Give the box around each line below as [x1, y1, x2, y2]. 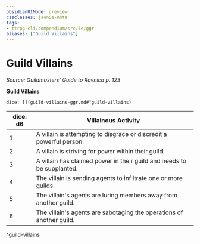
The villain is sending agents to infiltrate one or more [36, 174, 183, 183]
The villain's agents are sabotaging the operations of [36, 208, 183, 217]
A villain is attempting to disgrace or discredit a [36, 130, 167, 138]
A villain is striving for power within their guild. [36, 147, 165, 156]
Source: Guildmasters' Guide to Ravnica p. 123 [6, 76, 121, 84]
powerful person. [36, 138, 85, 146]
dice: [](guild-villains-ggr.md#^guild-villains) [6, 100, 132, 106]
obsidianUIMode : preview [6, 8, 68, 15]
